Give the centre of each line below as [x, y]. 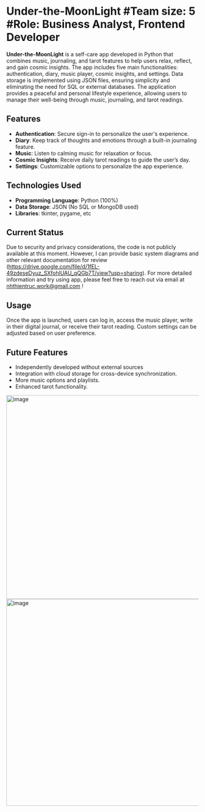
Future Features [37, 352]
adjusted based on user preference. [51, 333]
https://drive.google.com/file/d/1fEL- [54, 267]
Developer [33, 37]
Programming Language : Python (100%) [67, 200]
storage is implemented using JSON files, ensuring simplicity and [88, 80]
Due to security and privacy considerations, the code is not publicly [91, 247]
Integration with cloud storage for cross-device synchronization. [96, 374]
